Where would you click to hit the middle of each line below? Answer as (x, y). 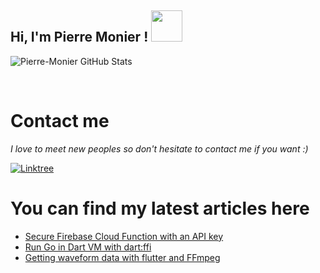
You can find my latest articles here (160, 208)
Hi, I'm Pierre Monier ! (79, 37)
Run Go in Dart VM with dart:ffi (88, 247)
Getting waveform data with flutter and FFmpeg (122, 257)
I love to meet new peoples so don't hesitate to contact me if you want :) (159, 148)
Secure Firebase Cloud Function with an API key (124, 236)
